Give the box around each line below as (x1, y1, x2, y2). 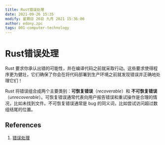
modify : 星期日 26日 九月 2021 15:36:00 (5, 16, 85, 21)
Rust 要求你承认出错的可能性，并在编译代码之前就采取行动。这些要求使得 (5, 65, 154, 71)
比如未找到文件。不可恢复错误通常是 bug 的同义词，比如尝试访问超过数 (13, 100, 158, 106)
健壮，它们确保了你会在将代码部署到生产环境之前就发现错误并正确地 (18, 72, 156, 78)
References (5, 121, 41, 129)
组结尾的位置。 (5, 107, 35, 113)
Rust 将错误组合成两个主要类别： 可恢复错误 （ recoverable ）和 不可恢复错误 (5, 88, 158, 94)
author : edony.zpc (5, 21, 43, 26)
